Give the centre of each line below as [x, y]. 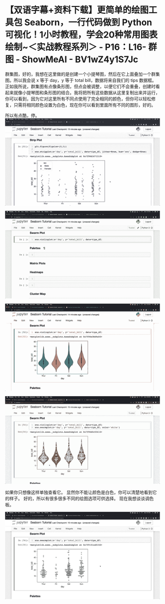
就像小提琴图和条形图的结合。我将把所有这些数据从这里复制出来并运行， [87, 92]
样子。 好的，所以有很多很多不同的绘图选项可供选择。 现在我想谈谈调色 [81, 498]
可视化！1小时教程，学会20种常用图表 [82, 35]
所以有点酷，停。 [22, 115]
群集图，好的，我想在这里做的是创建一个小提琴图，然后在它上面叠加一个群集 [82, 74]
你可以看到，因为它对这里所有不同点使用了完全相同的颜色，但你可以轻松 [78, 99]
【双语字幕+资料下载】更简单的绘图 [77, 10]
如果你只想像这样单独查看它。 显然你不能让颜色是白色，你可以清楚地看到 [79, 492]
